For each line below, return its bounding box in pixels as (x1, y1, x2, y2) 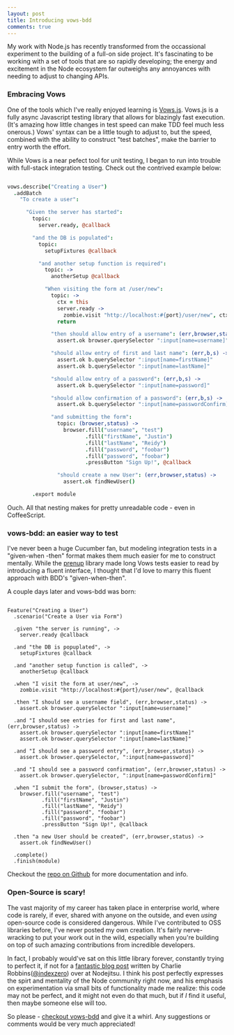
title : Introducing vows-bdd (7, 17, 92, 24)
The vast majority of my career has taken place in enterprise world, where (7, 903, 220, 912)
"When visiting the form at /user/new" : (44, 286, 164, 293)
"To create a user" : (19, 196, 79, 203)
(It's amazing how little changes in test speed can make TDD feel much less (7, 120, 225, 129)
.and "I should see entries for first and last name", (13, 717, 176, 724)
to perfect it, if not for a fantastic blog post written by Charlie (7, 962, 182, 970)
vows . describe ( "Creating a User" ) (7, 183, 108, 190)
